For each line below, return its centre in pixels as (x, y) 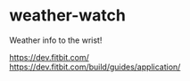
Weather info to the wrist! (56, 40)
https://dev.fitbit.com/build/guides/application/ (95, 67)
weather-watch (68, 16)
